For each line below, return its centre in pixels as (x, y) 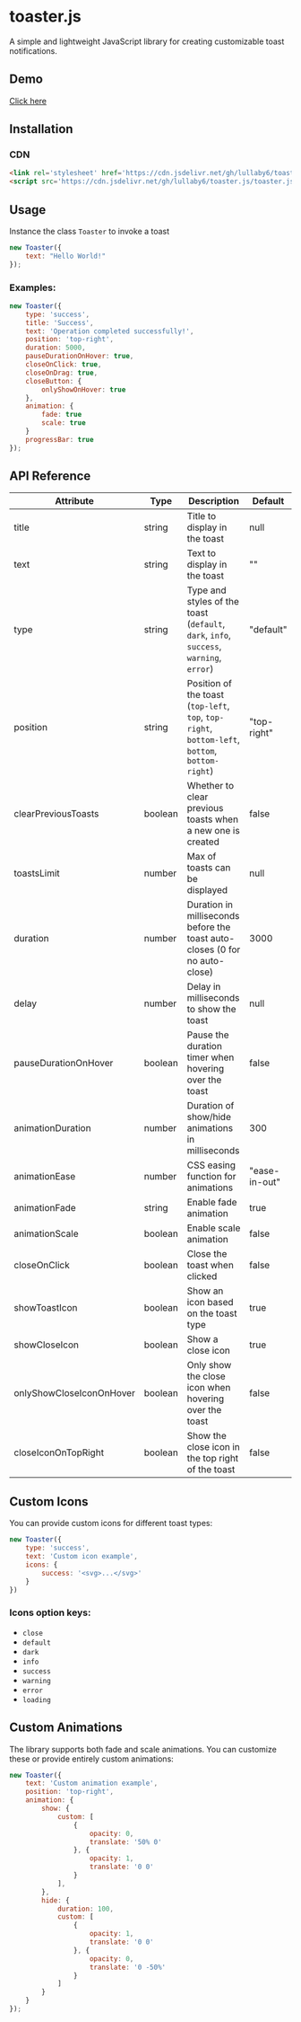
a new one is (213, 831)
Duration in (210, 905)
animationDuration (52, 1128)
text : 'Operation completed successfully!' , (110, 331)
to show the (211, 1010)
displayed (207, 890)
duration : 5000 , (56, 348)
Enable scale (214, 1228)
